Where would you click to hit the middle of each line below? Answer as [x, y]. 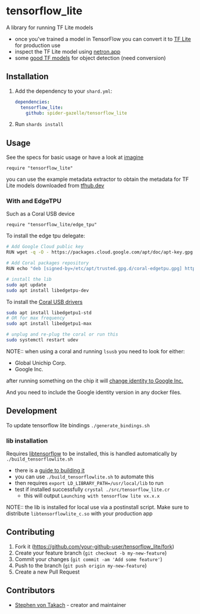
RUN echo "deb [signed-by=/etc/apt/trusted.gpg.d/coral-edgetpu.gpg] [94, 269]
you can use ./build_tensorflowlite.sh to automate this [84, 477]
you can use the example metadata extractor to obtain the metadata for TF [98, 179]
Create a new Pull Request [47, 572]
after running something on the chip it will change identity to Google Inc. [95, 380]
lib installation [27, 440]
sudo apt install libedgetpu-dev [48, 290]
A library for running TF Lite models [50, 27]
